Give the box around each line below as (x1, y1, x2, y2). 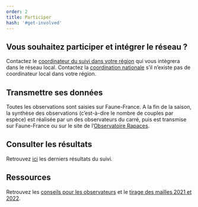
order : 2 (6, 8, 28, 15)
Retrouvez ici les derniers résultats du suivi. (6, 155, 113, 162)
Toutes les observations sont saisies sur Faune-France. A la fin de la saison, (6, 103, 191, 110)
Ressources (6, 172, 52, 183)
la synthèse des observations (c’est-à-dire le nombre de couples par (6, 109, 174, 117)
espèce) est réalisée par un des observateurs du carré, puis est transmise (6, 116, 187, 123)
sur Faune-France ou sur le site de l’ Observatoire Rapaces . (6, 123, 150, 129)
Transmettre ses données (6, 87, 103, 98)
